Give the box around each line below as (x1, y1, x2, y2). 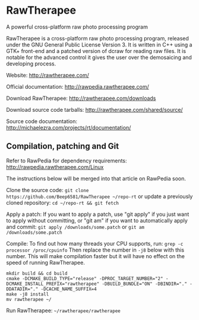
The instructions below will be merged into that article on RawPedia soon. (6, 175, 186, 182)
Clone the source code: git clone (6, 186, 89, 193)
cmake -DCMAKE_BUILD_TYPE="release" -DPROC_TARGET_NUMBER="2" (6, 275, 163, 281)
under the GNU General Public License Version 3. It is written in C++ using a (6, 41, 192, 48)
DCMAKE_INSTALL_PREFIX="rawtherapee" (6, 281, 100, 287)
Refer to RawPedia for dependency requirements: (6, 157, 127, 164)
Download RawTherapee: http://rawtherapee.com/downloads (6, 95, 156, 102)
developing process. (6, 60, 56, 67)
